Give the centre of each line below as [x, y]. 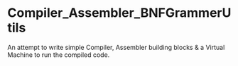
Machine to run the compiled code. [59, 55]
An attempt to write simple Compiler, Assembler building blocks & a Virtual [116, 47]
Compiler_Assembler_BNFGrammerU [119, 13]
